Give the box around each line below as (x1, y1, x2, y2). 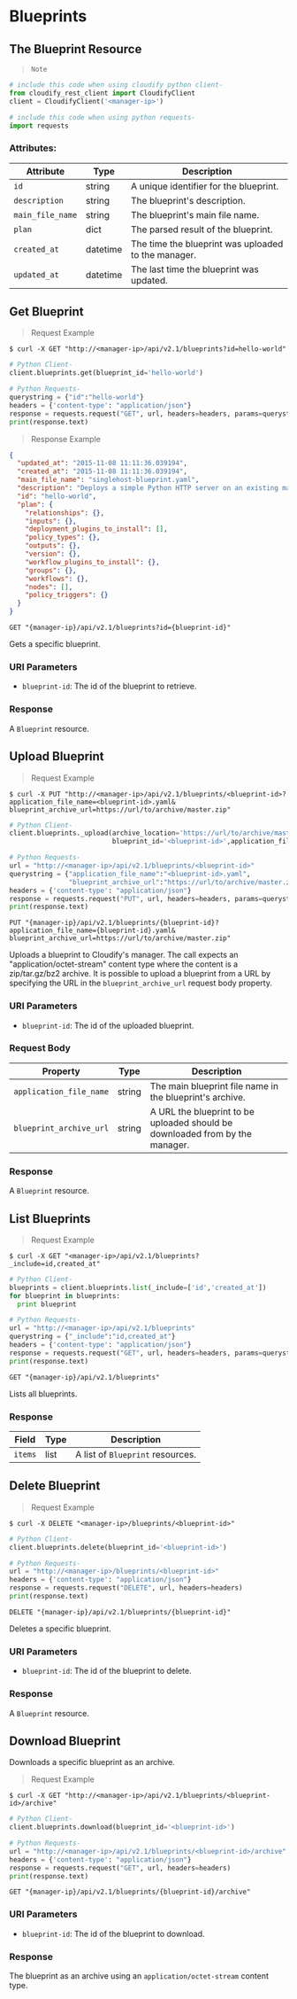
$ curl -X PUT (9, 789, 62, 798)
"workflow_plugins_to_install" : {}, (25, 557, 161, 566)
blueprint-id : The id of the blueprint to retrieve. (21, 681, 197, 692)
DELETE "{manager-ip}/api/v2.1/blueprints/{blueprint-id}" (9, 1607, 232, 1616)
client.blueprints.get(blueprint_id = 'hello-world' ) (9, 369, 203, 377)
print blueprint (17, 1300, 77, 1309)
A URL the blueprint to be (149, 1105, 255, 1117)
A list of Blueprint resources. (74, 1449, 197, 1461)
